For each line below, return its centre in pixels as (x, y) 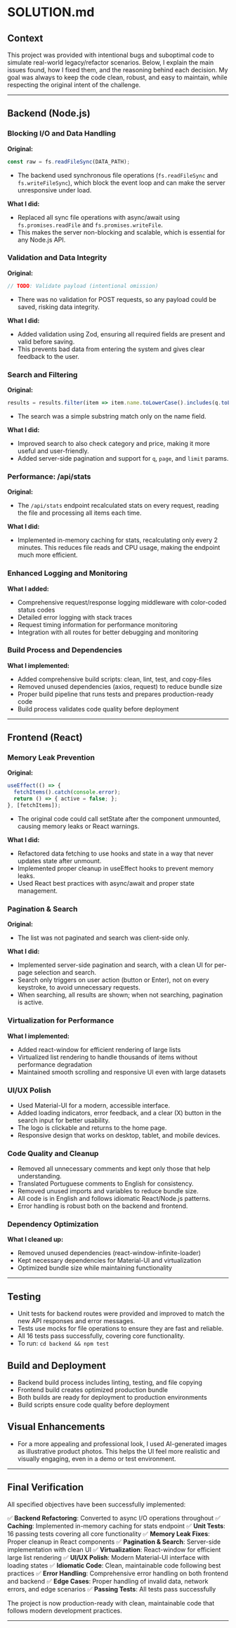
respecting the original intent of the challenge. (74, 85)
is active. (31, 1002)
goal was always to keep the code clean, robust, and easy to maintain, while (117, 77)
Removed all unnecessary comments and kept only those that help (114, 1169)
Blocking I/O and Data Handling (61, 133)
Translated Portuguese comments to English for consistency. (105, 1183)
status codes (36, 610)
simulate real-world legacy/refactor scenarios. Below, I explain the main (111, 63)
